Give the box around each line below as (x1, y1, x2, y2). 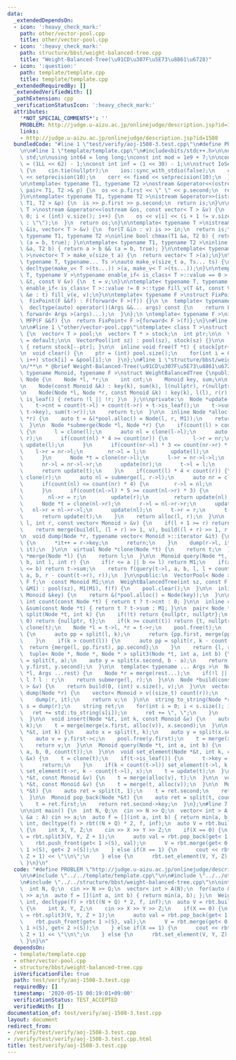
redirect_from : (7, 1023, 52, 1030)
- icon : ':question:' (13, 63, 77, 70)
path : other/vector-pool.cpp (20, 30, 105, 37)
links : (20, 128, 39, 135)
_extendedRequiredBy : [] (13, 82, 86, 89)
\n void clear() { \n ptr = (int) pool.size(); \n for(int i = (20, 350, 225, 357)
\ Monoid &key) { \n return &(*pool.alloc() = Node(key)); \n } (20, 591, 218, 598)
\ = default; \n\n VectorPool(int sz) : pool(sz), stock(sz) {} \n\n (20, 336, 225, 344)
